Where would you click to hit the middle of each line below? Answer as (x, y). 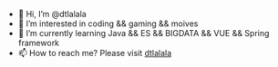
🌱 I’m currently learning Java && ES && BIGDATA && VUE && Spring (144, 33)
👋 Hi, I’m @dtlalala (52, 14)
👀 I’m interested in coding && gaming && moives (108, 24)
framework (39, 43)
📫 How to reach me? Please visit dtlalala (95, 53)
